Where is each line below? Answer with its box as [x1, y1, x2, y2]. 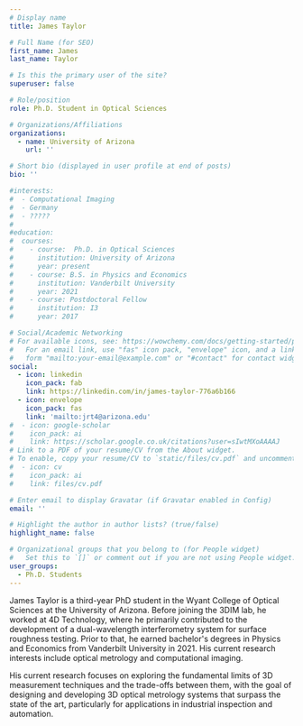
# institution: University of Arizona [9, 253, 176, 262]
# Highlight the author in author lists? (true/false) [9, 520, 220, 529]
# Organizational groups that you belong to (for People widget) [9, 545, 260, 555]
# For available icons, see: [9, 336, 119, 345]
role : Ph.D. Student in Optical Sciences [9, 104, 168, 113]
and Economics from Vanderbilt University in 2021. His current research [9, 642, 276, 654]
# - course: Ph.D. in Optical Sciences [9, 245, 176, 254]
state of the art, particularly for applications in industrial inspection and [9, 698, 273, 709]
